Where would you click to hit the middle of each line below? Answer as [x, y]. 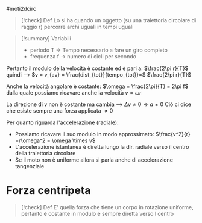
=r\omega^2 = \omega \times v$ [55, 140]
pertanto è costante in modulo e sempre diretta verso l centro [97, 213]
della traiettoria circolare [45, 153]
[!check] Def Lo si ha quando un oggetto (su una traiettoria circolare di [109, 20]
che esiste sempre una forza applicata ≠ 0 [60, 111]
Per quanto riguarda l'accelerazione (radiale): [62, 122]
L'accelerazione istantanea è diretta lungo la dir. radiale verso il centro [102, 147]
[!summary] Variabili [46, 38]
